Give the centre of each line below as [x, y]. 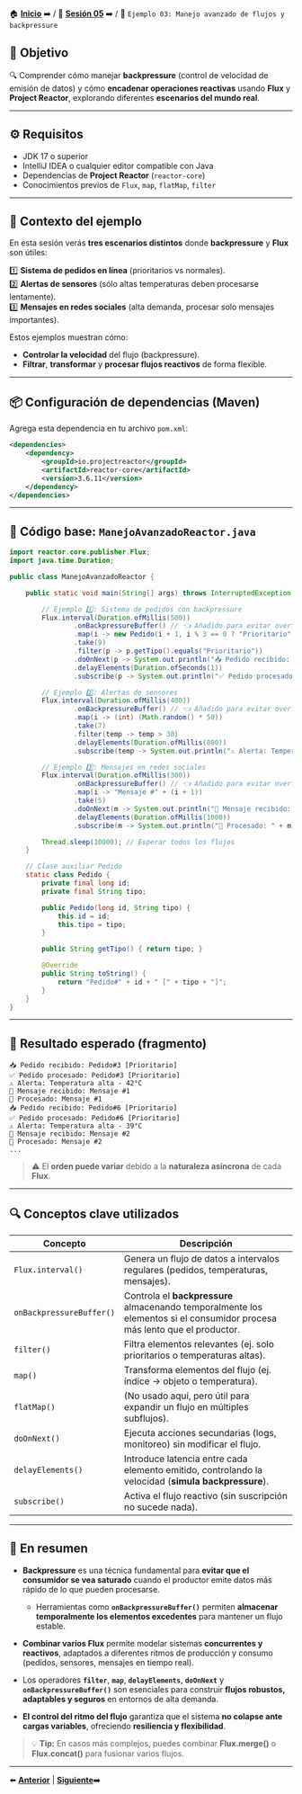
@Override [60, 966]
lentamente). [33, 297]
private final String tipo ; [94, 891]
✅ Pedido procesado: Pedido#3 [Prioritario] [95, 1076]
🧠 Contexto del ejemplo [75, 222]
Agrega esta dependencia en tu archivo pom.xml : [99, 428]
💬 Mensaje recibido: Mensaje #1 [70, 1092]
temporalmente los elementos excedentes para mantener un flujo [159, 1616]
